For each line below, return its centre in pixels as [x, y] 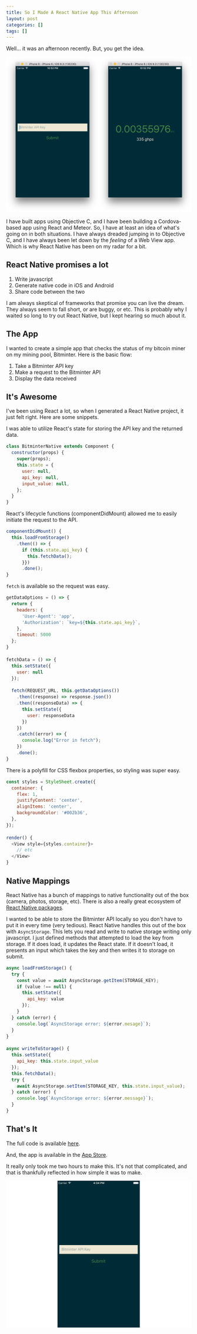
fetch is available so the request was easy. [58, 586]
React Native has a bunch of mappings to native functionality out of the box [98, 895]
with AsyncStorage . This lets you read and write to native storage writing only [99, 931]
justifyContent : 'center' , [50, 801]
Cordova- [170, 221]
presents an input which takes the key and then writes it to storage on [91, 950]
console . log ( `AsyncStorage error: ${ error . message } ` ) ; [85, 1099]
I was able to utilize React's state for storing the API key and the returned [94, 429]
